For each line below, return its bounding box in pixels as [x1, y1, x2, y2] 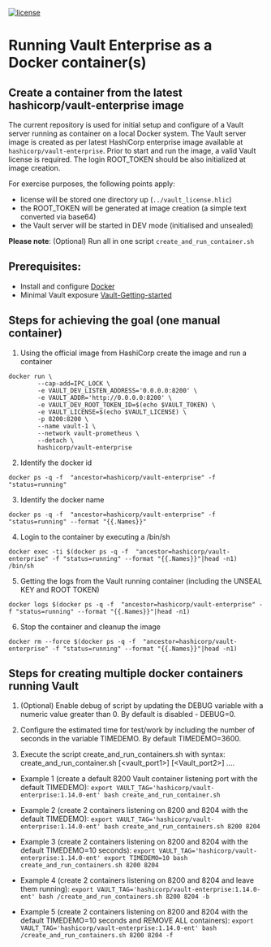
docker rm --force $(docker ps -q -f [8, 637, 136, 645]
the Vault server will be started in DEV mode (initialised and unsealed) [19, 220, 254, 230]
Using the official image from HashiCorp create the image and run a [19, 348, 247, 358]
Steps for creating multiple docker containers [8, 667, 243, 680]
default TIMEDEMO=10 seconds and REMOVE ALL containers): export [19, 915, 254, 926]
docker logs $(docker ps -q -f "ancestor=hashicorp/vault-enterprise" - [8, 600, 264, 609]
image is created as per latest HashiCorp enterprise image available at [8, 137, 243, 146]
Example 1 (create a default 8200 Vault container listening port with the [19, 774, 258, 784]
